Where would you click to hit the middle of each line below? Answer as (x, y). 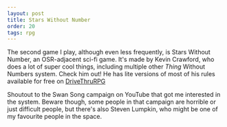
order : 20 (21, 26)
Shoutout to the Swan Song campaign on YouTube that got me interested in (114, 95)
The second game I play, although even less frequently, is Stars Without (109, 52)
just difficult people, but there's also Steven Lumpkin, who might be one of (112, 109)
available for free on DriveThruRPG (56, 81)
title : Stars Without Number (49, 20)
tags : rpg (21, 33)
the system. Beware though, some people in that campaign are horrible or (112, 102)
